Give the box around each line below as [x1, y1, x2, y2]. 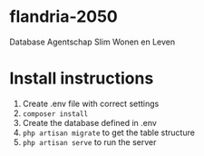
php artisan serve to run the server [22, 136, 157, 147]
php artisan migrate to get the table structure [22, 127, 195, 138]
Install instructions [9, 68, 154, 89]
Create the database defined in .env [22, 117, 157, 128]
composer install [22, 109, 89, 119]
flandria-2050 [9, 6, 118, 27]
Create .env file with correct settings [22, 98, 160, 109]
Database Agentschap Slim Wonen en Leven [9, 36, 175, 47]
